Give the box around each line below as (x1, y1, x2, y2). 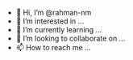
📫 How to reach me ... (15, 43, 91, 52)
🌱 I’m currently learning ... (15, 25, 102, 34)
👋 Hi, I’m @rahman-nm (15, 8, 92, 17)
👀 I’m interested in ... (15, 16, 85, 26)
